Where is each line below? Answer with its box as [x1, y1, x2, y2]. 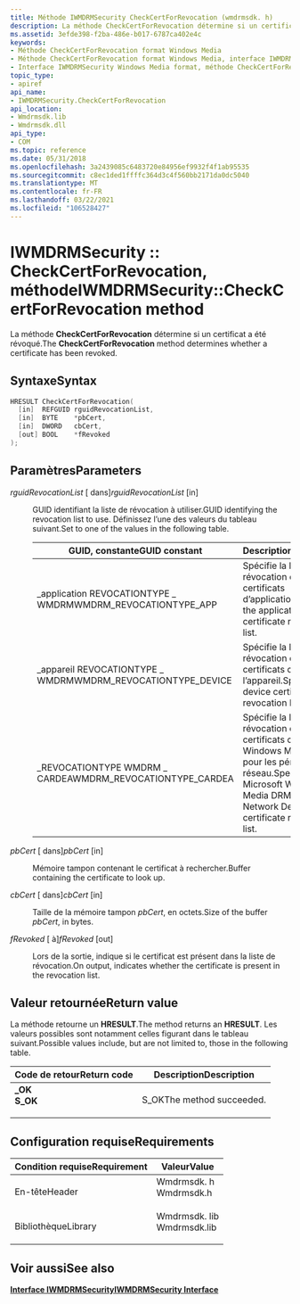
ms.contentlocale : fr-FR [10, 187, 102, 196]
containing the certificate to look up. [32, 871, 166, 883]
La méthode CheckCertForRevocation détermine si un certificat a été [10, 328, 266, 339]
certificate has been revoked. [10, 347, 118, 358]
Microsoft [242, 778, 283, 790]
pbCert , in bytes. [32, 916, 94, 927]
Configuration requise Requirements [10, 1134, 215, 1149]
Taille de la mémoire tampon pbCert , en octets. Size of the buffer [32, 906, 268, 917]
